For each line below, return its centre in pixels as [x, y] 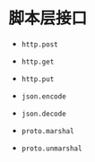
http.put [38, 79]
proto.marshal [47, 131]
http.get [38, 62]
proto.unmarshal [52, 149]
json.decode [43, 114]
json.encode [43, 96]
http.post [40, 44]
